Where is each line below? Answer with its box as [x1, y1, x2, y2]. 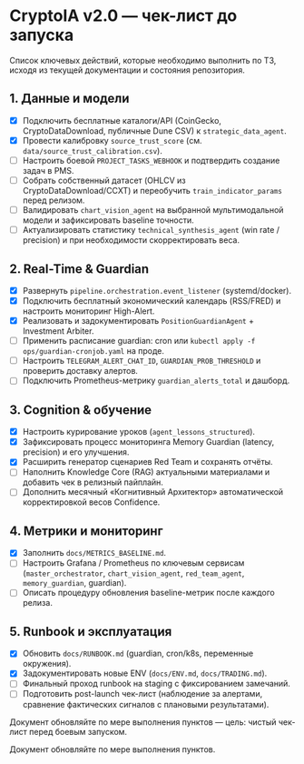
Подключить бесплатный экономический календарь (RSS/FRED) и [22, 296, 281, 306]
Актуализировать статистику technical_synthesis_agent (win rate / [22, 225, 279, 236]
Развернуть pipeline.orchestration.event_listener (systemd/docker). [22, 285, 292, 296]
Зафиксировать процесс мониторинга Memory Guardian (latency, [22, 437, 275, 447]
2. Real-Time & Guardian [9, 261, 150, 276]
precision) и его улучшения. [22, 447, 130, 457]
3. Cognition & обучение [9, 402, 152, 417]
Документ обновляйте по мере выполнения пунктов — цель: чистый [9, 716, 277, 728]
